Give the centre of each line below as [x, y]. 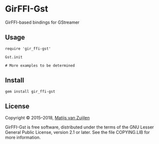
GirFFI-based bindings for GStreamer [42, 22]
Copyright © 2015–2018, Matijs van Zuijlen [47, 118]
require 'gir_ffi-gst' [28, 49]
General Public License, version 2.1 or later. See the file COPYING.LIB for [78, 132]
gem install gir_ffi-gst [30, 91]
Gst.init [14, 57]
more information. [23, 137]
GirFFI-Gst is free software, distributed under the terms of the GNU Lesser [79, 127]
